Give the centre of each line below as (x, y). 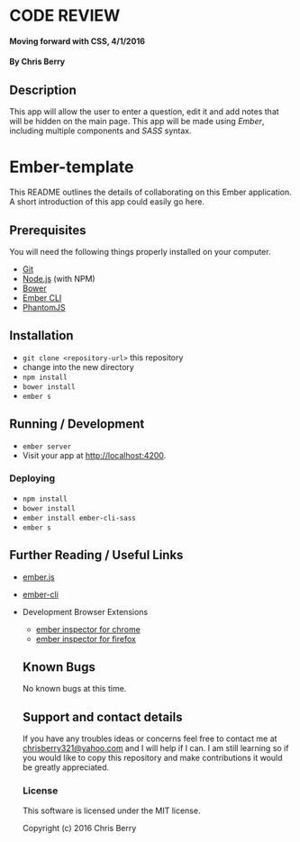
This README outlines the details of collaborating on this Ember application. (150, 192)
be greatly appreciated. (66, 767)
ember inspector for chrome (88, 629)
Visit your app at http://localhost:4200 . (94, 455)
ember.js (39, 576)
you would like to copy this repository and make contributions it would (152, 758)
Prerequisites (48, 230)
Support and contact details (102, 717)
